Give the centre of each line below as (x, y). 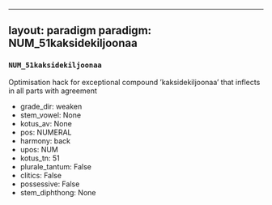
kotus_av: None (46, 123)
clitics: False (41, 175)
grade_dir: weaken (51, 106)
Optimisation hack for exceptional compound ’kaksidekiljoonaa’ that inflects (134, 82)
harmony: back (45, 141)
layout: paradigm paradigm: (80, 30)
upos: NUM (39, 149)
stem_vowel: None (51, 115)
